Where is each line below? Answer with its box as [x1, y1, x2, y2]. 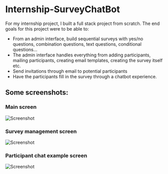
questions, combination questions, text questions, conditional [12, 41, 142, 47]
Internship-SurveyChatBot [5, 4, 121, 15]
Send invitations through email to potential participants [12, 68, 128, 74]
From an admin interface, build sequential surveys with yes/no [12, 36, 144, 42]
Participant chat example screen [5, 152, 88, 159]
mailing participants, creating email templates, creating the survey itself [12, 57, 163, 63]
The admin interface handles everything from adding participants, [12, 52, 151, 58]
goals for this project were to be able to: [5, 25, 89, 32]
